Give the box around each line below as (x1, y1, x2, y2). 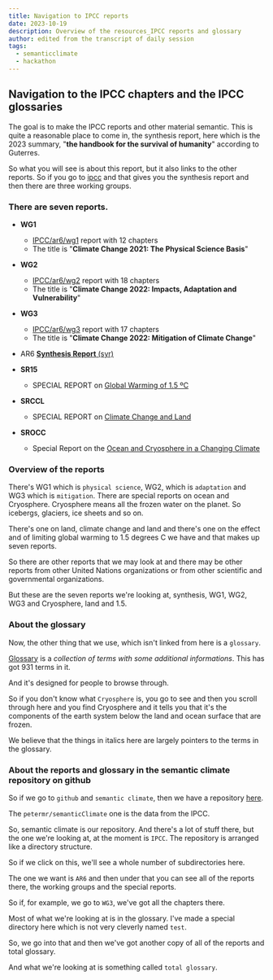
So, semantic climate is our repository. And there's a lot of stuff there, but (8, 824, 254, 834)
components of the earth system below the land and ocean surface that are (8, 711, 262, 720)
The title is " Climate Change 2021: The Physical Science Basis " (32, 243, 249, 253)
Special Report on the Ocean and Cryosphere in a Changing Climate (32, 443, 260, 453)
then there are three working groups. (8, 181, 132, 190)
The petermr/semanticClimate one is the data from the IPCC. (8, 808, 210, 818)
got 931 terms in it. (8, 662, 71, 672)
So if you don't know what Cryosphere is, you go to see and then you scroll (8, 693, 258, 703)
